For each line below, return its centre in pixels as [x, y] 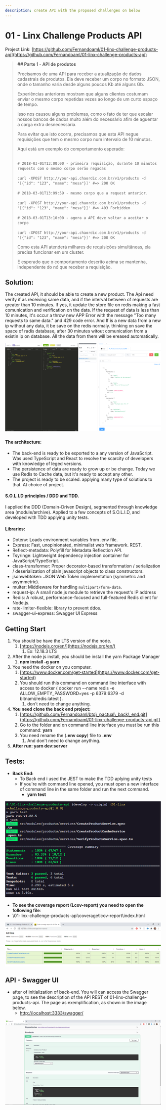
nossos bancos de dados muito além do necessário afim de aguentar [87, 119]
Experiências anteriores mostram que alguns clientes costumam [83, 93]
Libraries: [15, 529]
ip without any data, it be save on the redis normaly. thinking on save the [79, 326]
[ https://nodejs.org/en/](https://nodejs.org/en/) [67, 646]
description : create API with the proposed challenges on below [73, 10]
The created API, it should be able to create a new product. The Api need [80, 294]
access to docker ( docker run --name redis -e [67, 688]
